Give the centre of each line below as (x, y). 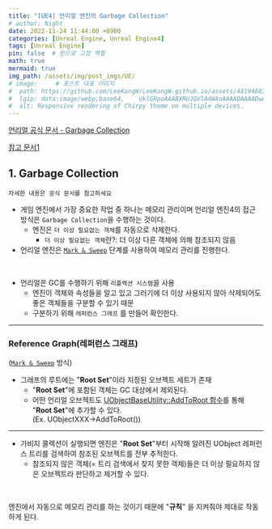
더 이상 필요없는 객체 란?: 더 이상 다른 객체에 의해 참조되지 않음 (140, 239)
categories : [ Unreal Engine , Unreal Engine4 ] (86, 38)
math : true (27, 61)
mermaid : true (32, 69)
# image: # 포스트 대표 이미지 (62, 83)
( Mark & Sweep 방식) (40, 363)
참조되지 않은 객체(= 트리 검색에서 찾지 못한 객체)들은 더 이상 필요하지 (142, 464)
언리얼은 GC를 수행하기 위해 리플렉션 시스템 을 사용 (98, 282)
